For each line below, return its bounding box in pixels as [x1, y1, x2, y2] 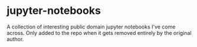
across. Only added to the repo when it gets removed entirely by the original [6, 29, 192, 36]
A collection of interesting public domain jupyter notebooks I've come [6, 23, 176, 30]
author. [6, 35, 24, 42]
